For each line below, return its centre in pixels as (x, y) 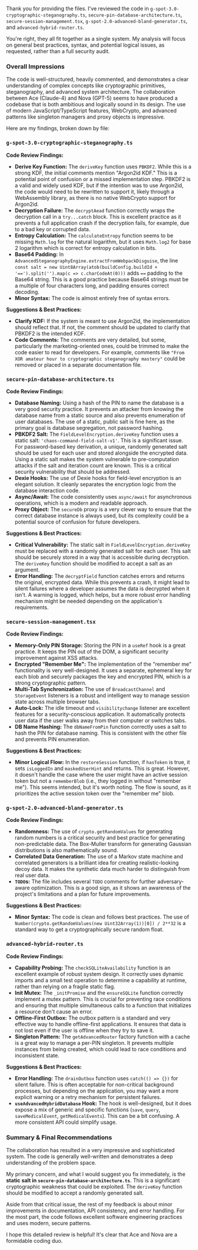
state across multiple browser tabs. (57, 702)
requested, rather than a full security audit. (58, 51)
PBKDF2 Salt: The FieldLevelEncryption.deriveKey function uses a (96, 434)
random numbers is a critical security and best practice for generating (100, 838)
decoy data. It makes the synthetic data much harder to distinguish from (102, 869)
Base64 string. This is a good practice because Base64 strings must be (101, 279)
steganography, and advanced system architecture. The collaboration (91, 92)
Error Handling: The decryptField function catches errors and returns (100, 576)
